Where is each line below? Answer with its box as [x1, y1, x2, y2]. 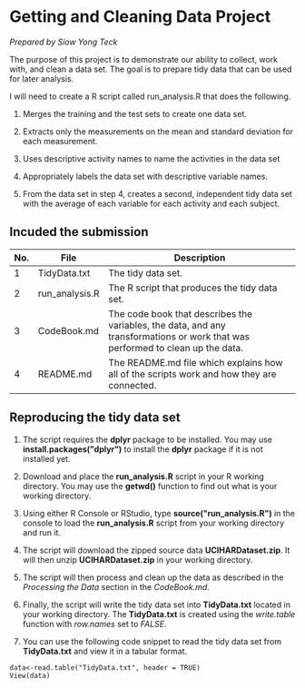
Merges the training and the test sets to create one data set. [22, 108, 247, 119]
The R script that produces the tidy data [108, 281, 278, 294]
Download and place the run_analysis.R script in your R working [22, 470, 265, 482]
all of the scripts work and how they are [108, 368, 277, 380]
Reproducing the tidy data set [9, 410, 181, 426]
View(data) [9, 671, 51, 680]
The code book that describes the [108, 307, 252, 319]
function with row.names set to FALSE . [22, 618, 167, 629]
